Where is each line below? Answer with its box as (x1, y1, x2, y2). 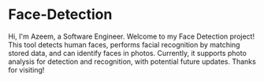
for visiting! (8, 65, 45, 74)
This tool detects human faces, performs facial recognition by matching (8, 39, 240, 49)
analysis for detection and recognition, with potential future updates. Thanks (8, 57, 256, 66)
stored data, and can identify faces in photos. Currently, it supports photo (8, 48, 247, 58)
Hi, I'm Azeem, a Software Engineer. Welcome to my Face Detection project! (8, 32, 255, 41)
